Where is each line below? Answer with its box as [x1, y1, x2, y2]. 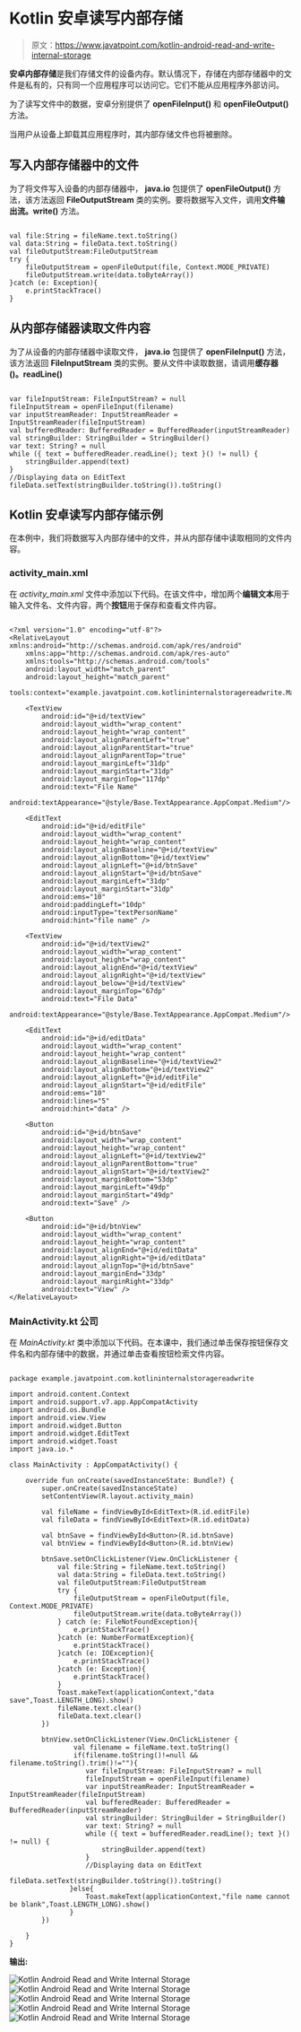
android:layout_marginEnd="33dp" [41, 1269, 167, 1278]
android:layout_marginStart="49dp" [41, 1190, 175, 1199]
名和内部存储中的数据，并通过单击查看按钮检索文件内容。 [16, 1347, 229, 1359]
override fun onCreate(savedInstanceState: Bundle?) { [25, 1476, 235, 1485]
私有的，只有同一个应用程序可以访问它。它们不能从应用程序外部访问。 [24, 79, 284, 90]
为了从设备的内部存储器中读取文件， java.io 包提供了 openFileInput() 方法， [9, 346, 291, 357]
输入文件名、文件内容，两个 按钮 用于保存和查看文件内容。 [9, 599, 221, 610]
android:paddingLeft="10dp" [41, 900, 146, 909]
